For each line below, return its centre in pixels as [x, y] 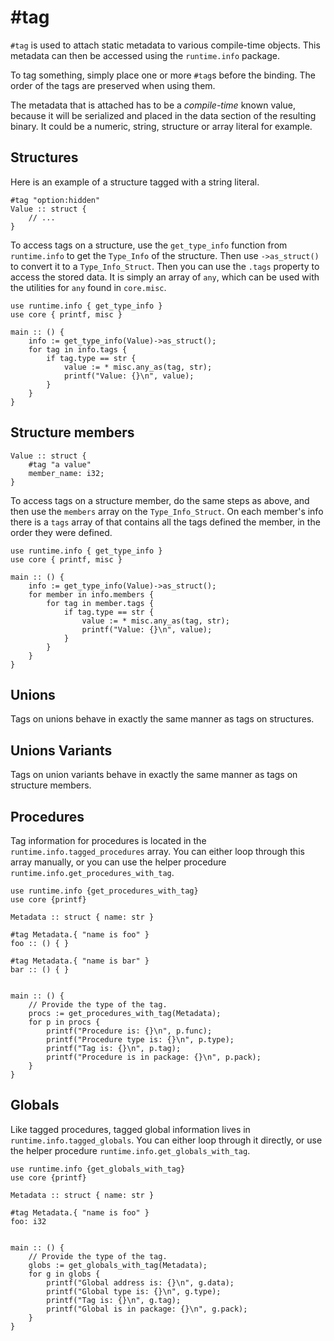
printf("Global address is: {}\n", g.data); [140, 1282]
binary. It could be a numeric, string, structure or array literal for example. [161, 126]
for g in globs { [64, 1274]
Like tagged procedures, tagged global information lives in [130, 1129]
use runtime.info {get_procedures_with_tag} [104, 891]
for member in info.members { [91, 594]
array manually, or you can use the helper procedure [118, 862]
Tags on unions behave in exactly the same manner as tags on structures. [162, 719]
